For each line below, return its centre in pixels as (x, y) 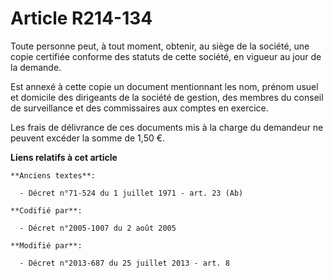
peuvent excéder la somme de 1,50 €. (88, 138)
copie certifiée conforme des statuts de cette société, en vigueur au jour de (166, 56)
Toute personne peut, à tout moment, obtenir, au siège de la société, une (160, 46)
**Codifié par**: (46, 210)
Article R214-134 (81, 18)
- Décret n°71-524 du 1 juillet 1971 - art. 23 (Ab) (131, 193)
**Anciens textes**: (53, 175)
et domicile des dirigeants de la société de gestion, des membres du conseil (167, 97)
